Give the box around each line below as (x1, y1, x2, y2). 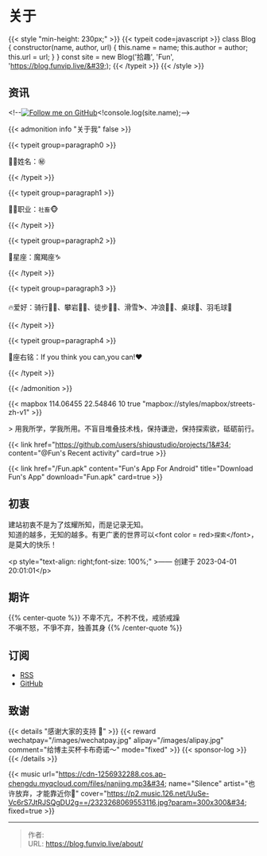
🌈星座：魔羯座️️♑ (8, 252, 61, 261)
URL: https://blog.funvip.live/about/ (27, 839, 144, 848)
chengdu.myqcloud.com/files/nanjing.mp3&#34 (8, 779, 165, 788)
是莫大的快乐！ (8, 539, 57, 549)
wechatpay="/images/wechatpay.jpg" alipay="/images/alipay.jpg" (8, 736, 224, 745)
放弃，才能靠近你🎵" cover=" (14, 789, 107, 798)
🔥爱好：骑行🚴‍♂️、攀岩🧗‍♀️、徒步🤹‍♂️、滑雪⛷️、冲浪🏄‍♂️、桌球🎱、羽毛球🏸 (8, 302, 233, 311)
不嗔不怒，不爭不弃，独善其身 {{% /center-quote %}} (8, 623, 183, 633)
